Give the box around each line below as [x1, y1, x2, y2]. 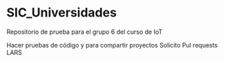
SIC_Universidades [6, 5, 117, 21]
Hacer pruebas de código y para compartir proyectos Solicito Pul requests [6, 41, 218, 49]
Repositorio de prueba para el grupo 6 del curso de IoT [6, 28, 163, 36]
